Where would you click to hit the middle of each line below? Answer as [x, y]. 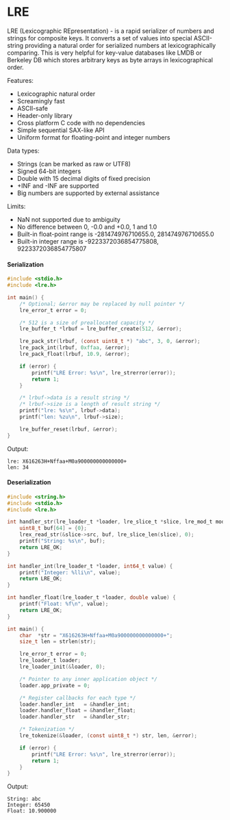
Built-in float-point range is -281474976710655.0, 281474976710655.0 [115, 234]
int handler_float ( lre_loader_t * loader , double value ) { [91, 598]
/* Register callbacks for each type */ [78, 698]
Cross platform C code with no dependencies [81, 123]
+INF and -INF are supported [58, 185]
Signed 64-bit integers [49, 171]
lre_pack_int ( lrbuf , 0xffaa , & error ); [75, 348]
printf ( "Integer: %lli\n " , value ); [70, 572]
